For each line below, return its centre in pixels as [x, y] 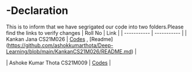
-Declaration [37, 11]
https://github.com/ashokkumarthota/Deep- [61, 45]
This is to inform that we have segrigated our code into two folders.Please [95, 27]
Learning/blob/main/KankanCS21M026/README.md [69, 51]
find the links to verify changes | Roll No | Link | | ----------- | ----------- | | [96, 33]
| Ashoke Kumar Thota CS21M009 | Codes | [58, 63]
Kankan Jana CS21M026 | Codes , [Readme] [60, 39]
